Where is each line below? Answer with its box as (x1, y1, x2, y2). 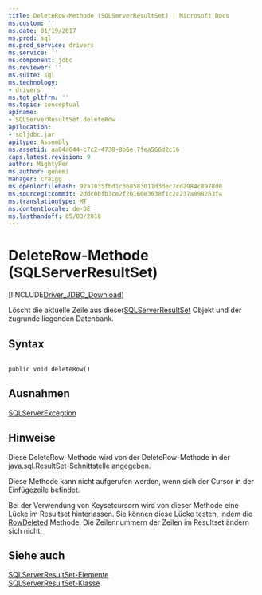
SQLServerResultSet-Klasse (8, 578, 100, 588)
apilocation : (8, 123, 52, 131)
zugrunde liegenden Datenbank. (8, 314, 114, 323)
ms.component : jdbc (8, 57, 73, 65)
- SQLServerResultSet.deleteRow (8, 116, 115, 124)
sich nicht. (8, 526, 42, 535)
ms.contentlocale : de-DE (8, 204, 91, 212)
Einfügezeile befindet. (8, 485, 80, 494)
